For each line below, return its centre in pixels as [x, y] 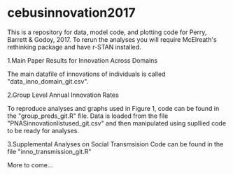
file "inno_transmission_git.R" [49, 151]
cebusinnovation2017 [72, 13]
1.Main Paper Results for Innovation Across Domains [83, 60]
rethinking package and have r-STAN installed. [74, 47]
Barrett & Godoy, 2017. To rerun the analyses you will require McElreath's [112, 39]
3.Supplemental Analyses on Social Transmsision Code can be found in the [115, 144]
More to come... [30, 165]
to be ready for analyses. [43, 130]
